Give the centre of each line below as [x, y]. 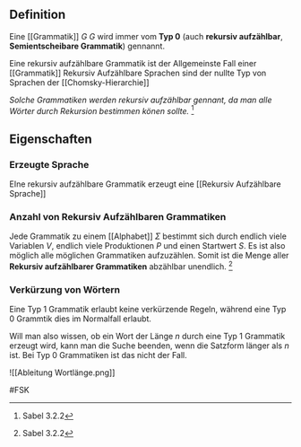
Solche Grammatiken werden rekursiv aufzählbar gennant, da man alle [141, 100]
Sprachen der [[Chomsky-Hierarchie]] [79, 82]
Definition [37, 15]
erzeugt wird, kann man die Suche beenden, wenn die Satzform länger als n [149, 346]
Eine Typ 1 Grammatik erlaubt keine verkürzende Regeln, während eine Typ [148, 310]
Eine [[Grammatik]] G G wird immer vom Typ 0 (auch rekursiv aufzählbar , [146, 36]
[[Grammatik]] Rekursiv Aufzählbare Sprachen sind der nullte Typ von [138, 73]
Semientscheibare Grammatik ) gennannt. [87, 46]
